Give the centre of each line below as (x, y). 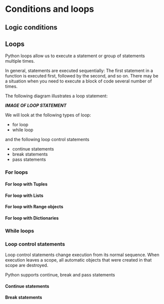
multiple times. (20, 61)
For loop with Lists (24, 195)
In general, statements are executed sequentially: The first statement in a (79, 71)
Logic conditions (31, 27)
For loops (16, 172)
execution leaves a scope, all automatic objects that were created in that (78, 260)
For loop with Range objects (34, 207)
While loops (20, 230)
